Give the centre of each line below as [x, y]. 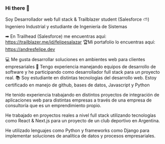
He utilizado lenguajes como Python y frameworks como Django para [77, 130]
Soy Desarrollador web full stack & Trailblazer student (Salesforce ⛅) [77, 19]
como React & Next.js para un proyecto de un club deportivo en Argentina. [83, 121]
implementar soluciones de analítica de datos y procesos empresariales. [80, 136]
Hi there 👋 [18, 8]
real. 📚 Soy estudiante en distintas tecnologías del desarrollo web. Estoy [81, 78]
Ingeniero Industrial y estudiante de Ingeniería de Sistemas [66, 27]
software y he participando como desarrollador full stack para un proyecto [82, 72]
